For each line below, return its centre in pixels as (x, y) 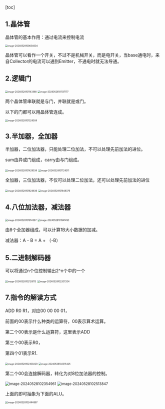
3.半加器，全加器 (31, 136)
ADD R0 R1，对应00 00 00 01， (37, 310)
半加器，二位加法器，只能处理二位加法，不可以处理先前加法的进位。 (75, 149)
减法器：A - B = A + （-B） (33, 240)
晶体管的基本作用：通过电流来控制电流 (44, 37)
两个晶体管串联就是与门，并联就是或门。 (47, 101)
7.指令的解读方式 (31, 298)
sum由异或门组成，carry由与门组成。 (43, 160)
